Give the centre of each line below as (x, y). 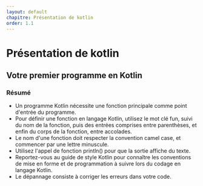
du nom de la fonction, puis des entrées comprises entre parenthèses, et (106, 125)
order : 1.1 (20, 23)
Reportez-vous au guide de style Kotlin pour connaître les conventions (103, 158)
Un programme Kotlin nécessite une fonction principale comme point (101, 106)
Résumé (19, 93)
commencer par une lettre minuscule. (62, 144)
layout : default (27, 12)
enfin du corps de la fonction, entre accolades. (73, 131)
